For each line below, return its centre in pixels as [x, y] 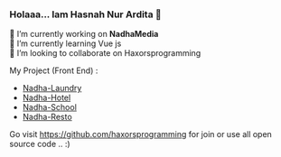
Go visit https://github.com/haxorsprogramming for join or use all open [141, 134]
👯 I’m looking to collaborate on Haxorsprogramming [105, 53]
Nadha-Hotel [47, 97]
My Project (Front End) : [54, 70]
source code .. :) [40, 144]
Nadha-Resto [47, 117]
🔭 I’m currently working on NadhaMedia [84, 34]
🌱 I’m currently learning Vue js [66, 43]
